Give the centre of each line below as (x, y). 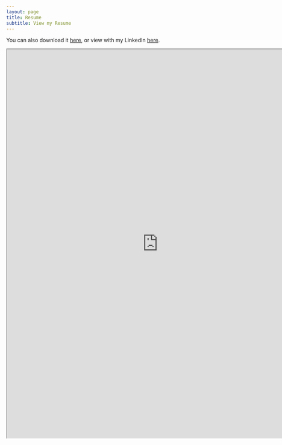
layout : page (23, 12)
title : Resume (24, 18)
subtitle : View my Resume (39, 23)
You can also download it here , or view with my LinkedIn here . (83, 40)
